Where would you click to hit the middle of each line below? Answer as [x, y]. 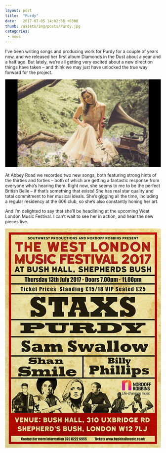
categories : [17, 32]
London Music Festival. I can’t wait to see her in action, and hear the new [79, 216]
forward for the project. [29, 72]
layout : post [19, 10]
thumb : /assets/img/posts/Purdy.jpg [43, 26]
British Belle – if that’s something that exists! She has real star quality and [80, 191]
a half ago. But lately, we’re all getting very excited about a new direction [79, 62]
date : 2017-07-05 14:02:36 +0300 [42, 21]
